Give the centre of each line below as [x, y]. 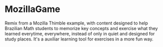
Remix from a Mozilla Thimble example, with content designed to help [76, 23]
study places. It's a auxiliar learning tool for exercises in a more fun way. [79, 39]
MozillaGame [32, 9]
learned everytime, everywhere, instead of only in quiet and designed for [80, 33]
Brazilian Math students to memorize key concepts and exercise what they [81, 28]
